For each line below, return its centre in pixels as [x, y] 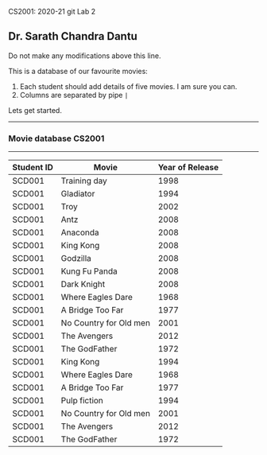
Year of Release [188, 168]
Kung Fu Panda [89, 271]
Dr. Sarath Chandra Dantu [73, 36]
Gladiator [78, 194]
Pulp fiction [82, 401]
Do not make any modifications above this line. [85, 56]
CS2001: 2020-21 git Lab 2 [52, 12]
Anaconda [80, 232]
